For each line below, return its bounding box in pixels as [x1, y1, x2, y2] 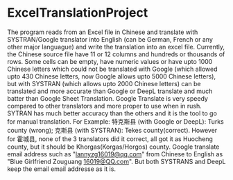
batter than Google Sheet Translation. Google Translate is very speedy [7, 94, 208, 102]
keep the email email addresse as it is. [7, 165, 116, 173]
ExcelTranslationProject [7, 5, 148, 21]
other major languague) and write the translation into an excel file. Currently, [7, 42, 225, 51]
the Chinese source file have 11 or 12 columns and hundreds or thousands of [7, 50, 225, 58]
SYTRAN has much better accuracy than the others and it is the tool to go [7, 109, 217, 117]
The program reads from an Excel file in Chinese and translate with [7, 28, 198, 36]
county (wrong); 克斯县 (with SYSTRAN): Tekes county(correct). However [7, 126, 218, 134]
